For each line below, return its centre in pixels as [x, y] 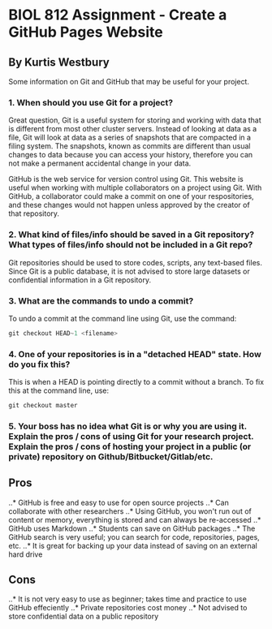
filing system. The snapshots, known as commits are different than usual [130, 146]
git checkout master [43, 406]
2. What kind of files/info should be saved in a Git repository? [131, 235]
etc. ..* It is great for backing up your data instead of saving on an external [133, 545]
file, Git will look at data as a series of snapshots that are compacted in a [130, 138]
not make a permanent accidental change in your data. [100, 163]
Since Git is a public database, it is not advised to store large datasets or [129, 271]
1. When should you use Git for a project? [91, 102]
